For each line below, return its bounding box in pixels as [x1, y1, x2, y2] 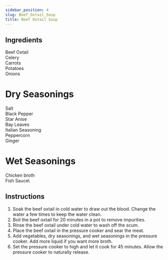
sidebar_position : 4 [5, 7, 49, 13]
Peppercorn [5, 133, 30, 139]
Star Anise [5, 116, 27, 122]
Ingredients [5, 36, 43, 44]
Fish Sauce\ [5, 178, 30, 184]
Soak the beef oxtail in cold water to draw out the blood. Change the [12, 206, 156, 212]
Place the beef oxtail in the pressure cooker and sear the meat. [12, 227, 145, 234]
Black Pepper [5, 111, 33, 117]
